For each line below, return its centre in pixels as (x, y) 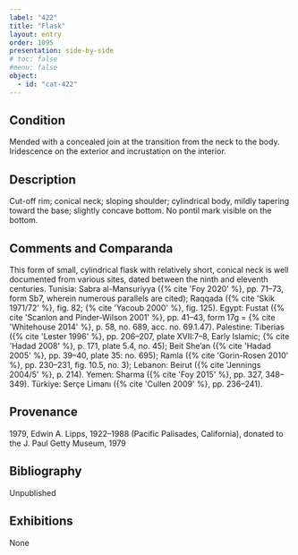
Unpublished (33, 492)
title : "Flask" (38, 26)
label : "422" (34, 17)
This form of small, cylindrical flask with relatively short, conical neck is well (149, 270)
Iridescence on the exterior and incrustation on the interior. (118, 151)
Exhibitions (41, 521)
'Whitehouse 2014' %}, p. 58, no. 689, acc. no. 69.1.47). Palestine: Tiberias (147, 327)
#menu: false (34, 68)
